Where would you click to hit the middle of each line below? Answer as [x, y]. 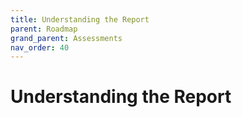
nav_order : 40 [40, 47]
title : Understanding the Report [80, 19]
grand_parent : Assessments [66, 38]
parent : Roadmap [44, 29]
